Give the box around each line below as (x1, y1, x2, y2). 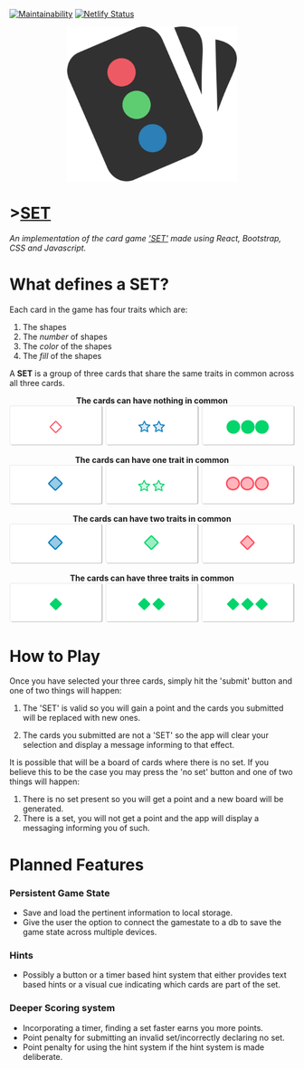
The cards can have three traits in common (70, 572, 234, 583)
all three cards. (9, 377, 65, 388)
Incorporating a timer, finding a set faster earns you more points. (22, 1022, 264, 1033)
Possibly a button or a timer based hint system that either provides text (22, 970, 287, 980)
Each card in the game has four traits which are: (9, 304, 188, 315)
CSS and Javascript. (9, 242, 87, 253)
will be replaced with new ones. (22, 713, 141, 724)
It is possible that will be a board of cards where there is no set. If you (9, 757, 270, 768)
